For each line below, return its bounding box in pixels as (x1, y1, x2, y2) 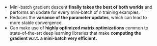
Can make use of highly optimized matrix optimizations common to (9, 25, 149, 31)
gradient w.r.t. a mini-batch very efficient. (9, 35, 97, 41)
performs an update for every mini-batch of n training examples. (9, 9, 140, 15)
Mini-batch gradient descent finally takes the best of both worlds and (9, 4, 153, 10)
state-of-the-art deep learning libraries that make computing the (9, 30, 141, 36)
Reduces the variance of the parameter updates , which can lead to (9, 15, 147, 20)
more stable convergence (9, 20, 62, 25)
